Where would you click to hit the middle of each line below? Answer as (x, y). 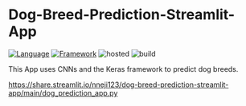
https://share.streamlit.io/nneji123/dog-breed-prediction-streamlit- (119, 84)
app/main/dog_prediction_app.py (63, 92)
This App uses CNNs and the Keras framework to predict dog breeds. (123, 69)
